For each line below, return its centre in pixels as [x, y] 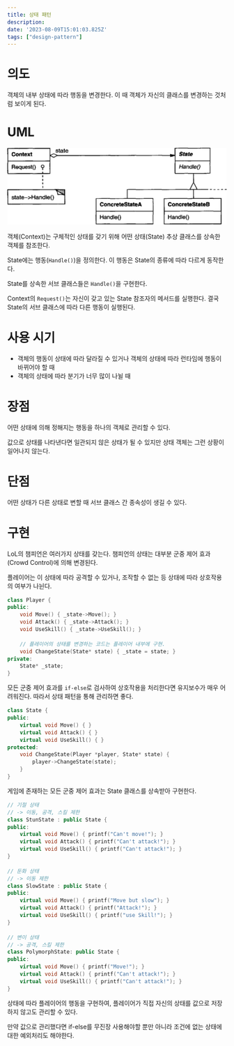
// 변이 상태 [23, 937]
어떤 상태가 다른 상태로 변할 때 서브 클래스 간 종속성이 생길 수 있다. [97, 502]
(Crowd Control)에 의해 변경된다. [53, 562]
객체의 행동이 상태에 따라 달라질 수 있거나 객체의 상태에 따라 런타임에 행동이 [119, 358]
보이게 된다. [30, 104]
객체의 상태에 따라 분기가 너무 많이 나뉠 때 [74, 376]
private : [20, 659]
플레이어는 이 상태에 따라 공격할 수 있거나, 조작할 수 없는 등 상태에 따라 [103, 577]
